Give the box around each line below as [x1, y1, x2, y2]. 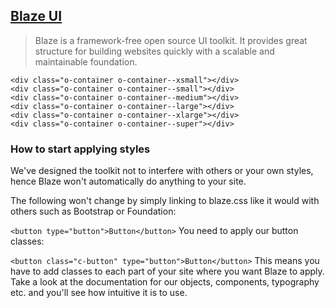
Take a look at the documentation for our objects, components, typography [10, 276, 320, 288]
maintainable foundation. [34, 55, 138, 68]
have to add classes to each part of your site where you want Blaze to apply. [10, 265, 325, 278]
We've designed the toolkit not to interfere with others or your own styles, [10, 165, 314, 177]
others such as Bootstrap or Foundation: [10, 205, 177, 218]
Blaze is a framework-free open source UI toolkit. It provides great [34, 34, 308, 46]
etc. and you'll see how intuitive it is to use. [10, 287, 188, 299]
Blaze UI [10, 8, 63, 25]
